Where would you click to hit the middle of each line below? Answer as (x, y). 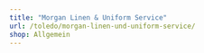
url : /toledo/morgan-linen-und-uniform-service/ (102, 26)
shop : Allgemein (40, 34)
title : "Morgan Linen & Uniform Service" (88, 18)
